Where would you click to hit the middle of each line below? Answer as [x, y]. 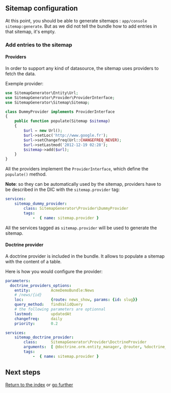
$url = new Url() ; [43, 131]
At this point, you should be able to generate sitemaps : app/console [76, 20]
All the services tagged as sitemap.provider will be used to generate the [81, 228]
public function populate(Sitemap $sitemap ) [62, 121]
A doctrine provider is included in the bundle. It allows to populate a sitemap [85, 256]
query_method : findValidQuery [49, 305]
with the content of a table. [34, 261]
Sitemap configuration [41, 8]
